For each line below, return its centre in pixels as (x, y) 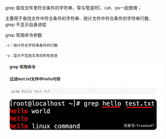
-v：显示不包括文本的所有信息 (32, 56)
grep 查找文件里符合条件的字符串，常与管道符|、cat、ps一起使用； (74, 8)
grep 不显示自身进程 (26, 25)
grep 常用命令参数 (24, 35)
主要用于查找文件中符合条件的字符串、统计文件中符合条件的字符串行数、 (79, 18)
